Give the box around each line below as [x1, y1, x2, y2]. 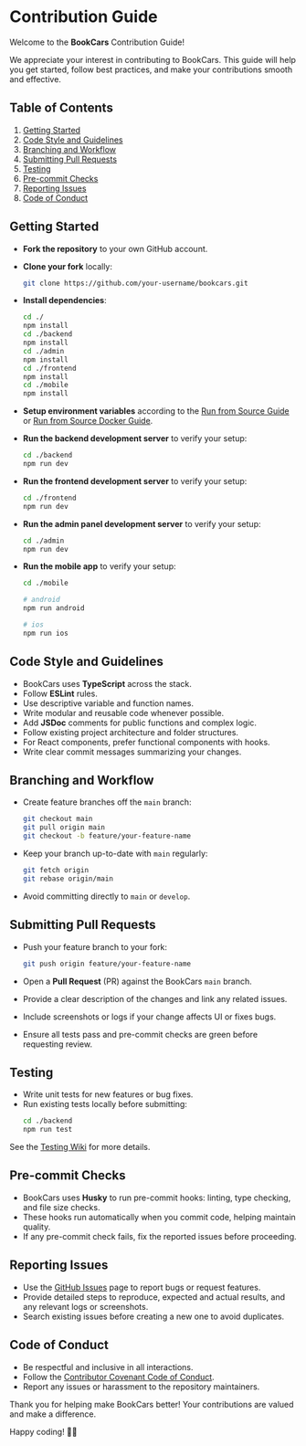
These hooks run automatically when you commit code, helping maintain [22, 1211, 297, 1222]
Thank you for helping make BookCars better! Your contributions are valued [9, 1399, 294, 1409]
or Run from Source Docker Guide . [22, 416, 153, 427]
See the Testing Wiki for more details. [9, 1142, 151, 1153]
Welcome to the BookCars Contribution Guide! [9, 37, 185, 47]
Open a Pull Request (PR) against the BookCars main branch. [22, 976, 253, 987]
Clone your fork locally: [22, 260, 112, 271]
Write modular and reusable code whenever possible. [22, 707, 225, 718]
